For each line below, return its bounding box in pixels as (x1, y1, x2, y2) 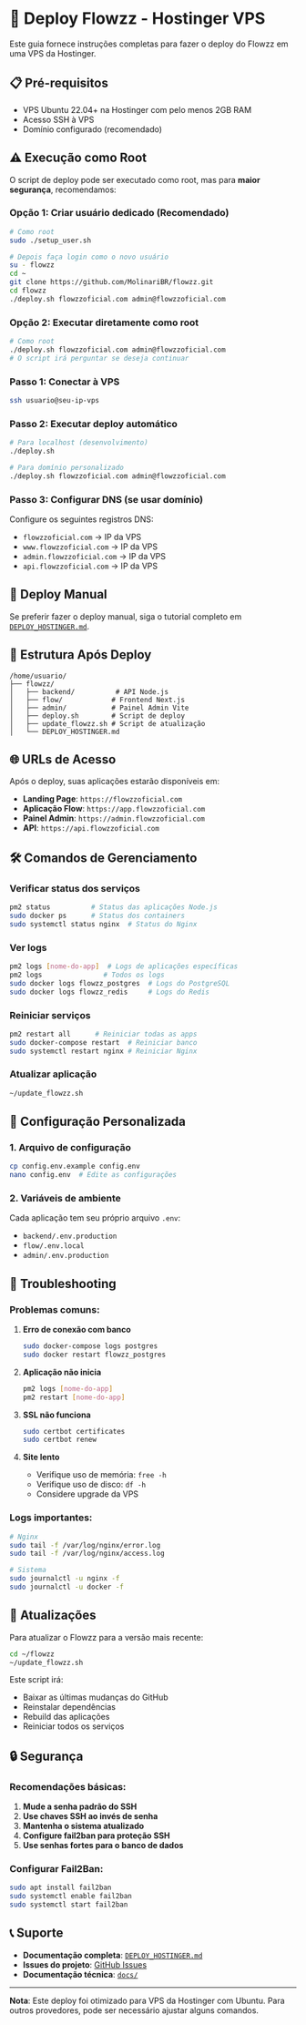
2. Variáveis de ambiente (9, 1192, 121, 1205)
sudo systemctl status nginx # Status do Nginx (9, 919, 198, 928)
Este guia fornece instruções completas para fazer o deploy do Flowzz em (9, 38, 289, 49)
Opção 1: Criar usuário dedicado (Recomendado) (9, 207, 229, 220)
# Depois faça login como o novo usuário (9, 252, 169, 261)
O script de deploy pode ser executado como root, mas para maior (9, 174, 261, 185)
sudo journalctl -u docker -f (9, 1582, 125, 1592)
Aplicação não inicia (22, 1366, 102, 1377)
